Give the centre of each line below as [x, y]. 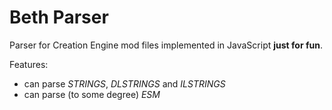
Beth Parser [59, 17]
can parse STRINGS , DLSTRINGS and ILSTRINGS [124, 83]
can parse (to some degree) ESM [92, 94]
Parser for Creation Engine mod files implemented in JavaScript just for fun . [166, 45]
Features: [29, 64]
